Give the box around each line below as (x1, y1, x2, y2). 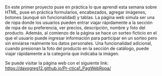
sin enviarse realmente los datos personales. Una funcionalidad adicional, (5, 40, 152, 46)
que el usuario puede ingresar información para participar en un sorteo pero (5, 35, 158, 41)
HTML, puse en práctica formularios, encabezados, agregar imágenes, (5, 9, 146, 15)
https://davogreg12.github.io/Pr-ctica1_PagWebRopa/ (5, 65, 112, 71)
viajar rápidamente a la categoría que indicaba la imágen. (5, 51, 120, 57)
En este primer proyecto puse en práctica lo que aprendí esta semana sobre (5, 4, 157, 10)
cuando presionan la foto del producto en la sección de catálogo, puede (5, 46, 149, 51)
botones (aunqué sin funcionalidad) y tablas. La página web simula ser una (5, 15, 155, 20)
